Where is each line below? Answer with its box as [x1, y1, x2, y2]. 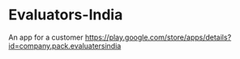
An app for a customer [8, 32, 84, 42]
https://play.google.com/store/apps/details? [84, 32, 232, 42]
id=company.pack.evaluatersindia [8, 40, 122, 50]
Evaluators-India [8, 6, 123, 24]
